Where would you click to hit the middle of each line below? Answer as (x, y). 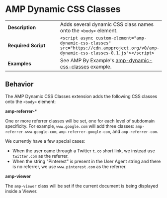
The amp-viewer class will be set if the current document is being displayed (82, 186)
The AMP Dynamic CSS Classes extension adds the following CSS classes (81, 96)
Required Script (27, 45)
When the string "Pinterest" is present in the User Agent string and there (86, 161)
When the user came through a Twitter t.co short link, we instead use (83, 151)
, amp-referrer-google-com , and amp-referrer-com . (107, 131)
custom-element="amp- (121, 38)
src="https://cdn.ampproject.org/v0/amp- (110, 48)
